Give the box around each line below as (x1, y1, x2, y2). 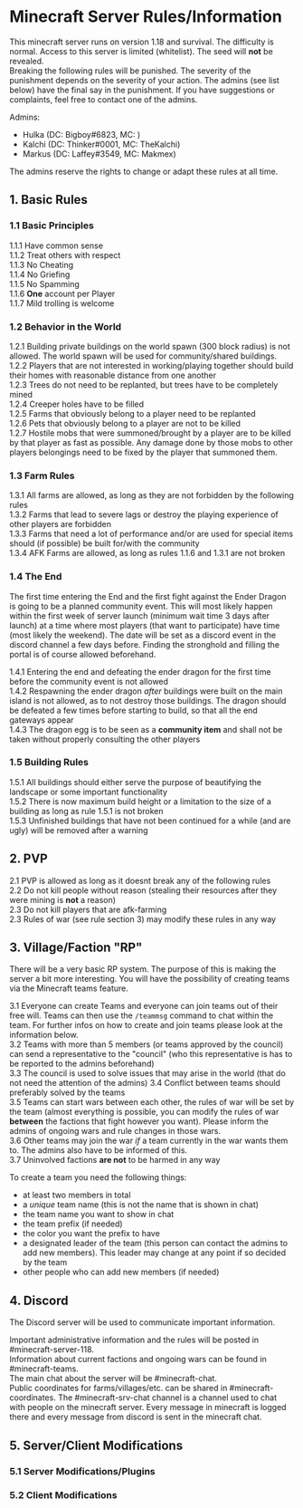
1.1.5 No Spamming (9, 278, 80, 289)
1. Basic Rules (9, 192, 89, 207)
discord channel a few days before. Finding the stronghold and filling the (9, 639, 280, 649)
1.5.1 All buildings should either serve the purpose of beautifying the (9, 776, 262, 787)
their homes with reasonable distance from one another (9, 370, 217, 380)
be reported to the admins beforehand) (9, 1058, 156, 1070)
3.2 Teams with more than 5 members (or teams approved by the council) (9, 1039, 284, 1050)
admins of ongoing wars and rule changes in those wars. (9, 1126, 222, 1137)
